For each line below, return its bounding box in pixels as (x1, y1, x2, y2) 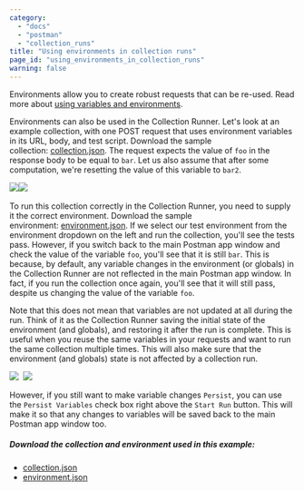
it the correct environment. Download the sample (9, 210, 192, 221)
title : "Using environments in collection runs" (9, 47, 197, 56)
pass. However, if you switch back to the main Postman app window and (9, 239, 280, 250)
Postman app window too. (9, 418, 107, 429)
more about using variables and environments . (9, 98, 183, 109)
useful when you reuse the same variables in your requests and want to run (9, 333, 292, 345)
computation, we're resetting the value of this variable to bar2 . (9, 164, 242, 175)
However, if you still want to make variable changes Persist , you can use (9, 389, 283, 400)
